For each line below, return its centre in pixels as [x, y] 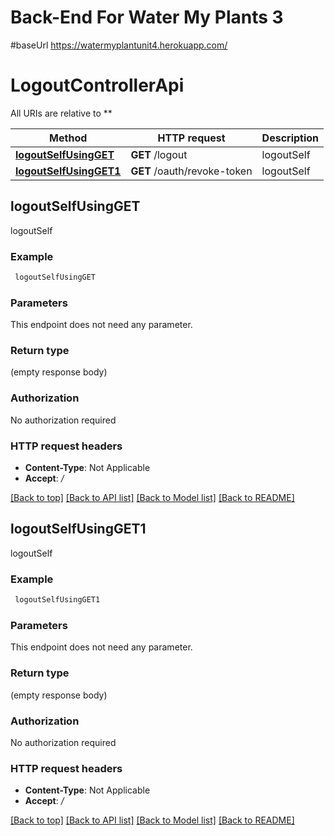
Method [68, 138]
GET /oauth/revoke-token [191, 171]
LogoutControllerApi [97, 85]
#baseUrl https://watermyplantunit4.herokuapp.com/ [119, 45]
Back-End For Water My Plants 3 [147, 17]
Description [290, 138]
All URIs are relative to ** [61, 113]
